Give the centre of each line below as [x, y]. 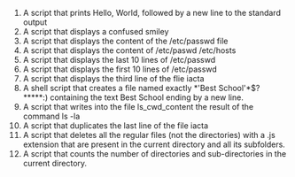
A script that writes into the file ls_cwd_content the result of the [138, 107]
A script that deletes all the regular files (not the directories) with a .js [149, 135]
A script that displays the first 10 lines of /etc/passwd [120, 69]
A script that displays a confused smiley [96, 31]
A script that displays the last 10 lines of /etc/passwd [119, 60]
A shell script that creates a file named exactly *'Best [120, 88]
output [35, 22]
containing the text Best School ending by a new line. [147, 97]
